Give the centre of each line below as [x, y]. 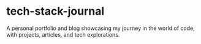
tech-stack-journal [55, 11]
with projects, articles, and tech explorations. [63, 34]
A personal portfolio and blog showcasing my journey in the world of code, [100, 28]
